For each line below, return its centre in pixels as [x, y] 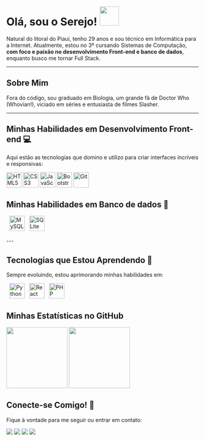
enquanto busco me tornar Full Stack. [53, 58]
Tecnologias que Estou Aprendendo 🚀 [79, 260]
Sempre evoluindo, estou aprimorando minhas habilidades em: [85, 275]
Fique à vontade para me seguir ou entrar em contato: [74, 420]
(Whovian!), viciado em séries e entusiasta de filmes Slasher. [83, 104]
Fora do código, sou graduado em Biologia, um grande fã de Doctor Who [98, 98]
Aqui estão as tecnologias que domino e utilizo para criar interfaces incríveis [103, 157]
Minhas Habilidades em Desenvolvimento [87, 129]
